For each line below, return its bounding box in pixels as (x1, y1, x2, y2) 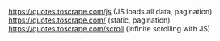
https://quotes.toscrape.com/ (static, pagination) (8, 15, 171, 25)
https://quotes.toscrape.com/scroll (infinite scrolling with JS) (8, 24, 211, 33)
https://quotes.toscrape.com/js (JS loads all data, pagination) (8, 7, 213, 16)
